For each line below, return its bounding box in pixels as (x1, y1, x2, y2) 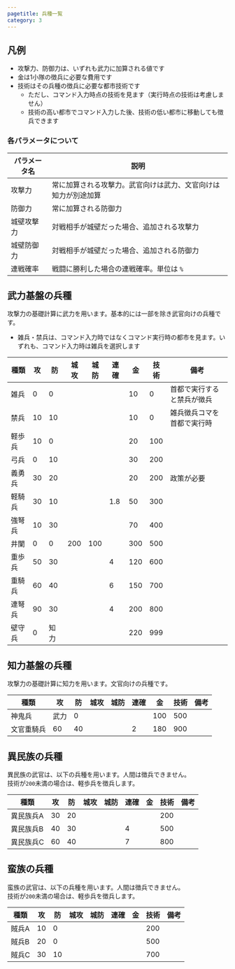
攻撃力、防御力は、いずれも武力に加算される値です (17, 64, 165, 73)
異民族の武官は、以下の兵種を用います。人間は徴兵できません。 (7, 770, 191, 779)
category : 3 (7, 17, 42, 24)
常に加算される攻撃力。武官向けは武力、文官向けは (52, 180, 220, 190)
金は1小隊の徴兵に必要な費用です (17, 73, 113, 81)
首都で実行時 (170, 418, 213, 428)
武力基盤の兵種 (7, 290, 72, 302)
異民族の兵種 (7, 750, 63, 763)
